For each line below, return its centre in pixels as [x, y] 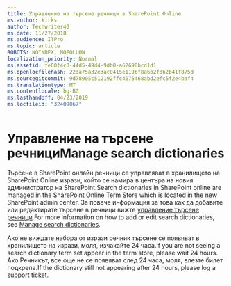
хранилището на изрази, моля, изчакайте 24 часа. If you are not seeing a [114, 245]
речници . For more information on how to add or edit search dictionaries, [111, 217]
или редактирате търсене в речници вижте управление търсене [103, 209]
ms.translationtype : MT [42, 85]
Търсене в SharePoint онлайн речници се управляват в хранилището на [114, 173]
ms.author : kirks [32, 20]
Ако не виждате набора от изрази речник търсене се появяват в [103, 238]
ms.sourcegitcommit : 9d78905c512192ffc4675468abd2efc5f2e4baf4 [101, 78]
